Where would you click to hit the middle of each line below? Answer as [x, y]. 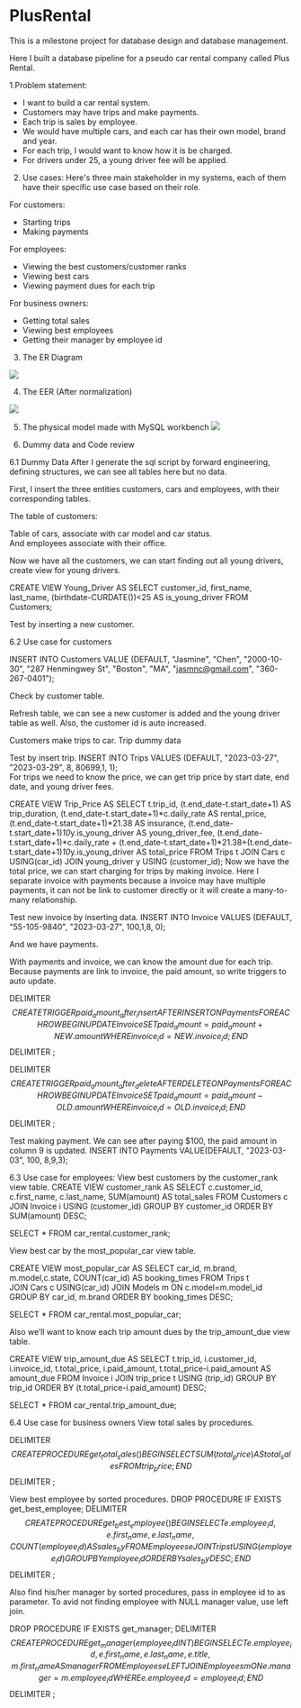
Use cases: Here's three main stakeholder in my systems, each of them [154, 178]
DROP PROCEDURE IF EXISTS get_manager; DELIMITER [113, 1629]
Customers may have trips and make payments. [111, 112]
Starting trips [46, 222]
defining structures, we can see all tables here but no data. [118, 471]
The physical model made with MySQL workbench [115, 427]
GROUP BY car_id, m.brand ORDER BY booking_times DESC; [121, 1297]
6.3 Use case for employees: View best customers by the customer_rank [144, 1177]
